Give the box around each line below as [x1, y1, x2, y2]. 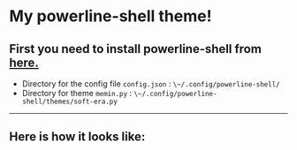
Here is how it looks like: [9, 130, 146, 145]
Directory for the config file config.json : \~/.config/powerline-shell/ [21, 79, 280, 89]
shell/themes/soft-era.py [21, 97, 118, 106]
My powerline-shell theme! [9, 6, 212, 26]
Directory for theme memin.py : [21, 88, 133, 98]
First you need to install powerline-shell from [9, 41, 263, 56]
